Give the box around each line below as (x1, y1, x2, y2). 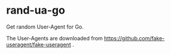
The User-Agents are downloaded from (6, 34, 103, 42)
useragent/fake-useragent (6, 41, 71, 48)
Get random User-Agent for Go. (6, 23, 84, 30)
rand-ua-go (6, 4, 66, 17)
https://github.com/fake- (103, 34, 165, 42)
